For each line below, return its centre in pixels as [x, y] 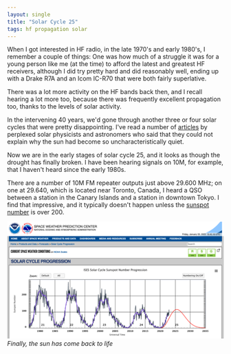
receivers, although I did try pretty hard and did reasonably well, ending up [113, 71]
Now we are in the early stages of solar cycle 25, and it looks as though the [114, 155]
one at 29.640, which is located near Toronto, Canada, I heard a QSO [105, 190]
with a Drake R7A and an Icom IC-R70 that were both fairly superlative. [107, 78]
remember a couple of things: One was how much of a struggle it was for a [113, 57]
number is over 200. [36, 212]
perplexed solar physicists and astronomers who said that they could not [110, 135]
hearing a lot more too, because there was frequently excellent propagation [114, 99]
